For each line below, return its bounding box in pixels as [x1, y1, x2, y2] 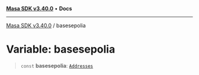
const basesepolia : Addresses [20, 62, 94, 69]
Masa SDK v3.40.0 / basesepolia [6, 22, 86, 29]
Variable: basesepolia [6, 43, 115, 56]
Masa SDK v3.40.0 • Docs [6, 5, 72, 12]
